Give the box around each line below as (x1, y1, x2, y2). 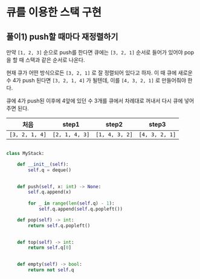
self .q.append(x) (28, 189, 71, 195)
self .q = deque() (28, 167, 71, 173)
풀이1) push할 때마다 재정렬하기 (6, 31, 118, 42)
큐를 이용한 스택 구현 (6, 5, 102, 19)
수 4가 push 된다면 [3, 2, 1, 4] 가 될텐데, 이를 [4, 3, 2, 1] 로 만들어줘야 (6, 77, 186, 84)
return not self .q (28, 267, 74, 273)
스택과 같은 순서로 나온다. (25, 56, 85, 64)
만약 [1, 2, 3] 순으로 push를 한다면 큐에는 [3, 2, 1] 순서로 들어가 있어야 (6, 49, 183, 56)
